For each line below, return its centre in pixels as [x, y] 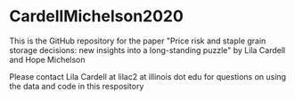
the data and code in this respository [77, 86]
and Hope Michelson [48, 59]
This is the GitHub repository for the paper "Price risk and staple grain [138, 41]
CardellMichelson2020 [97, 16]
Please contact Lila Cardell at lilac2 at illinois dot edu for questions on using [148, 76]
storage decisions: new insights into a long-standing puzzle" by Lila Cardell [147, 50]
